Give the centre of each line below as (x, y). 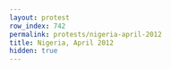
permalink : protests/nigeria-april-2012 (86, 34)
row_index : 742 (38, 26)
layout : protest (39, 17)
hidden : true (34, 51)
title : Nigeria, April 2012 (62, 43)
